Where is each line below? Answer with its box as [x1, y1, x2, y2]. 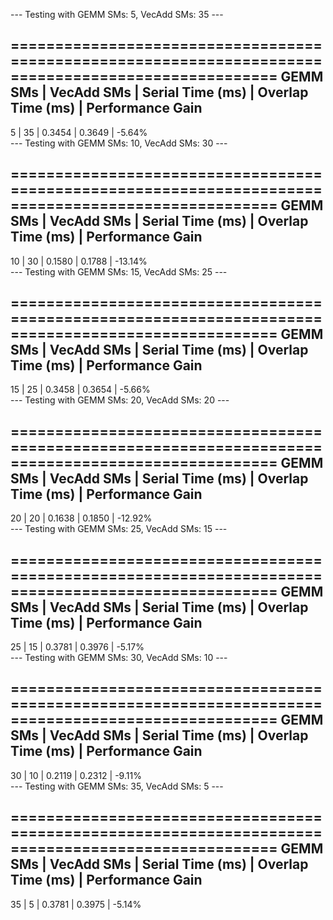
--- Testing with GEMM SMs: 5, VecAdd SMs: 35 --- [10, 9, 224, 20]
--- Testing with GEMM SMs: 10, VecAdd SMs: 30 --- [10, 137, 228, 149]
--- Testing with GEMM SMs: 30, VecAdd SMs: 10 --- [10, 652, 228, 664]
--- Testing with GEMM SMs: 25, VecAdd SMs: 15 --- [10, 523, 228, 535]
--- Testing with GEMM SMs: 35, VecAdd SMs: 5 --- [10, 780, 224, 792]
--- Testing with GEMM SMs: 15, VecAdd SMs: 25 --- [10, 265, 228, 278]
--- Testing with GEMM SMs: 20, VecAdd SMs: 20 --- [10, 394, 230, 406]
